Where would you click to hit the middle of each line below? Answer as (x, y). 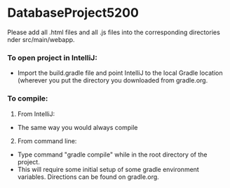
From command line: (47, 140)
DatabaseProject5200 (73, 13)
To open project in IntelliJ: (53, 57)
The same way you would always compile (77, 127)
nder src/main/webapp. (41, 39)
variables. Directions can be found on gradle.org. (88, 177)
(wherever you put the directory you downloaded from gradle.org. (113, 80)
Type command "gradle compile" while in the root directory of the (112, 154)
